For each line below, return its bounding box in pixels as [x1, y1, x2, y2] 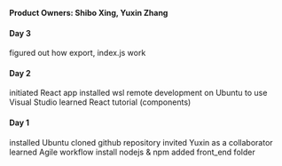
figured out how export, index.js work [9, 48, 146, 59]
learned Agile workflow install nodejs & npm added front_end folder [9, 146, 255, 157]
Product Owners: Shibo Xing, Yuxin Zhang [9, 8, 168, 18]
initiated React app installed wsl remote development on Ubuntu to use [9, 88, 268, 99]
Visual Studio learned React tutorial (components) [9, 97, 192, 107]
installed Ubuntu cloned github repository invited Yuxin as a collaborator [9, 137, 273, 147]
